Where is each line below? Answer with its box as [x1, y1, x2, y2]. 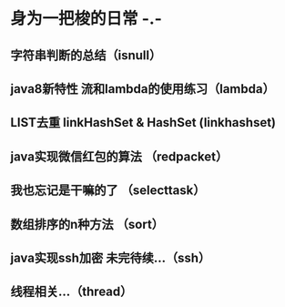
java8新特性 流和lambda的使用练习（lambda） [10, 81, 276, 97]
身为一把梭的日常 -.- [10, 8, 163, 29]
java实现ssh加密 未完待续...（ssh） [10, 250, 211, 265]
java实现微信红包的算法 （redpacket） [10, 148, 229, 164]
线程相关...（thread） [10, 284, 133, 300]
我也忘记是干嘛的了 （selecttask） [10, 183, 206, 199]
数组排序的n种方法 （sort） [10, 216, 165, 232]
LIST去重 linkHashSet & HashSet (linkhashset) [10, 115, 277, 130]
